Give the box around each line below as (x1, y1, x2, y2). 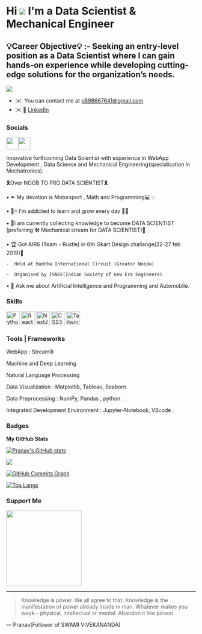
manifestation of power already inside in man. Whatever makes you (20, 603, 188, 610)
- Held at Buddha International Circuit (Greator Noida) (6, 261, 155, 267)
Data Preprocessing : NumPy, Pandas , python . (6, 395, 124, 402)
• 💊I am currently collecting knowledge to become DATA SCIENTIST (6, 220, 174, 227)
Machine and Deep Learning (6, 360, 77, 367)
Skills (6, 297, 23, 306)
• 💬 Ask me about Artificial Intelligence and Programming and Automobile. (6, 282, 189, 290)
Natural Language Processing (6, 371, 80, 378)
